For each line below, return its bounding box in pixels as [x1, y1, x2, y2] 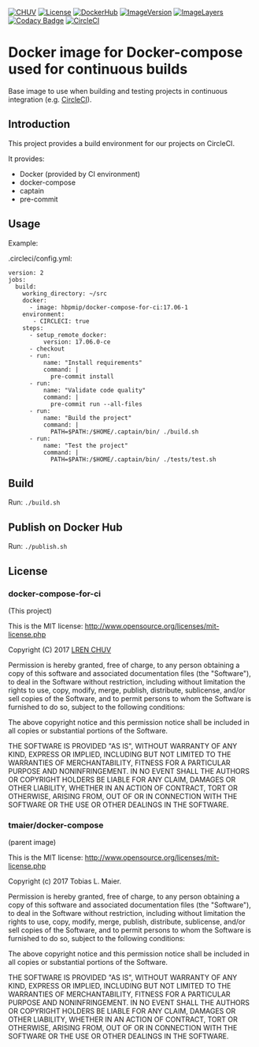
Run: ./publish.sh [8, 542, 68, 551]
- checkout [28, 344, 65, 353]
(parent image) [8, 838, 57, 847]
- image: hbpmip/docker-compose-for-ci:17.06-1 [28, 303, 189, 311]
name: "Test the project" [43, 441, 128, 449]
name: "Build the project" [43, 414, 132, 422]
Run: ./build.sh [8, 497, 61, 507]
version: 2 [8, 268, 44, 276]
